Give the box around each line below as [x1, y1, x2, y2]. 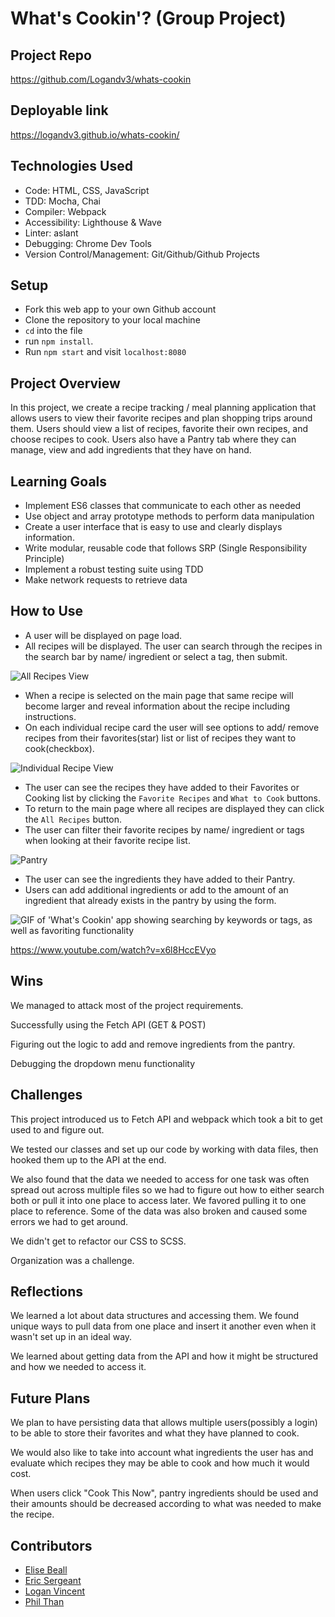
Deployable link [10, 102, 109, 119]
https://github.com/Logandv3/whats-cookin [10, 73, 192, 85]
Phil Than [24, 1595, 65, 1607]
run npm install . [24, 335, 94, 347]
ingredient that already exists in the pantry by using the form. [24, 894, 277, 906]
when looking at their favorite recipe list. [24, 834, 191, 846]
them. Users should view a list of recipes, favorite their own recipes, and [10, 423, 309, 435]
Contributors [10, 1537, 93, 1554]
